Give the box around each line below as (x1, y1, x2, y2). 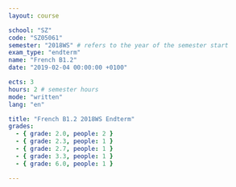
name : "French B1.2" (8, 56, 78, 64)
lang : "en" (8, 100, 45, 108)
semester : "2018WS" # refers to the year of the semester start (8, 41, 229, 49)
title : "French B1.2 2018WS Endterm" (8, 115, 135, 123)
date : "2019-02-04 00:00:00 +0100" (8, 63, 128, 72)
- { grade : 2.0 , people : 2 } (15, 130, 114, 138)
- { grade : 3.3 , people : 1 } (15, 152, 114, 161)
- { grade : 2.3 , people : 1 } (15, 137, 114, 145)
